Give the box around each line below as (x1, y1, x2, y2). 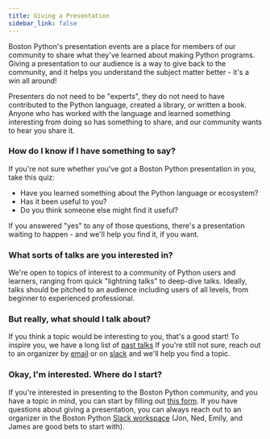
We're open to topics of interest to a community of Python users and (8, 267, 236, 278)
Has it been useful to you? (19, 197, 107, 206)
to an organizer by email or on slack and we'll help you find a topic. (8, 349, 231, 358)
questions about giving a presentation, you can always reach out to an (8, 404, 242, 414)
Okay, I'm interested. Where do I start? (8, 369, 163, 380)
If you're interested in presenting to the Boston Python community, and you (8, 387, 258, 397)
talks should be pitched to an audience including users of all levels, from (8, 285, 248, 295)
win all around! (8, 76, 58, 85)
